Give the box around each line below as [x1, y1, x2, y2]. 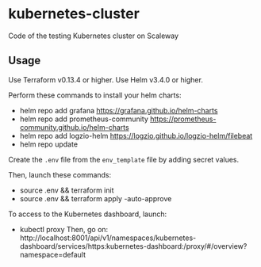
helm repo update [19, 139, 78, 149]
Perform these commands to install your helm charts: [8, 90, 182, 100]
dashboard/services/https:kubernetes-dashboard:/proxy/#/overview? [19, 241, 248, 250]
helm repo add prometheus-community [19, 114, 149, 124]
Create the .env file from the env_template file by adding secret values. [8, 154, 240, 164]
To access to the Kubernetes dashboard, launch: [8, 209, 167, 219]
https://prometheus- [149, 114, 217, 124]
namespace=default [19, 250, 86, 259]
